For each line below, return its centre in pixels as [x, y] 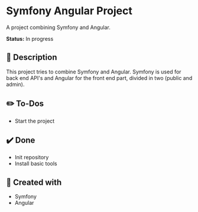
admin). [15, 84]
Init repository [32, 158]
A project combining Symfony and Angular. [59, 27]
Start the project [35, 121]
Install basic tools [36, 163]
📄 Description [32, 57]
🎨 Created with [34, 182]
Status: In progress [30, 38]
